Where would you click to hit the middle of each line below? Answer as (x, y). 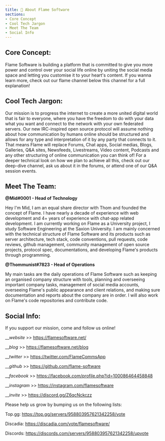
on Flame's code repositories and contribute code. (57, 301)
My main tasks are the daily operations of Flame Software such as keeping (81, 274)
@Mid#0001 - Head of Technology (41, 198)
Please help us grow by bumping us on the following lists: (63, 405)
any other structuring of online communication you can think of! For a (76, 155)
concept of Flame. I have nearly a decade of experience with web (72, 213)
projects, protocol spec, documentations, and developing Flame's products (82, 250)
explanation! (18, 86)
